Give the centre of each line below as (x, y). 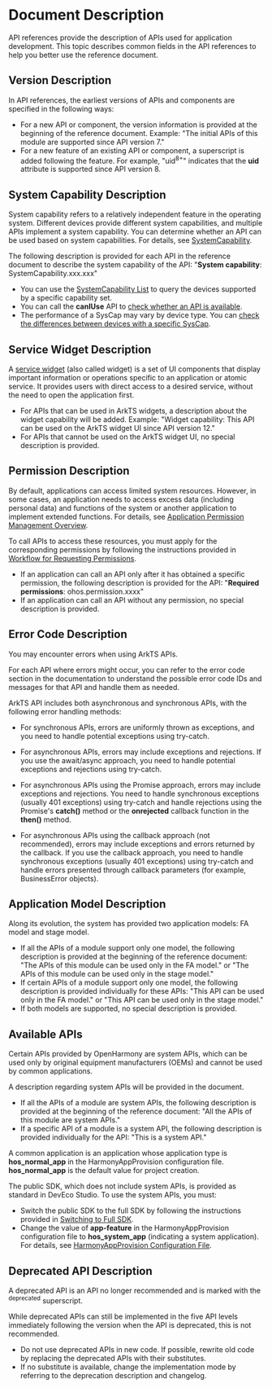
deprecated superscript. (45, 1300)
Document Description (86, 15)
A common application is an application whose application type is (118, 1153)
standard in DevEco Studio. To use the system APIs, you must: (112, 1195)
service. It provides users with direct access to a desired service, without (131, 387)
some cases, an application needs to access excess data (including (121, 499)
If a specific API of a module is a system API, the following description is (141, 1129)
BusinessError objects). (59, 878)
